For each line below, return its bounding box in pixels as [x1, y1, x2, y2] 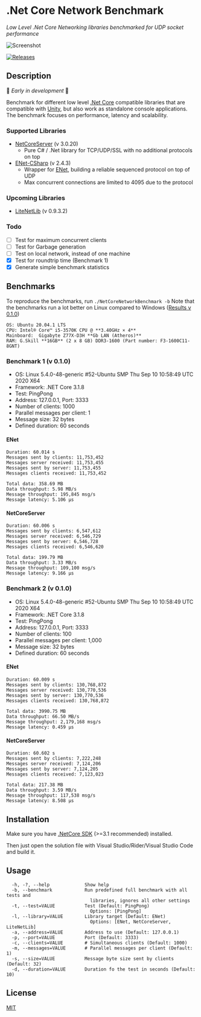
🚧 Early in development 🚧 [6, 87, 69, 94]
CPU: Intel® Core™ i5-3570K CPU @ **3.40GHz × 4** [6, 327, 136, 333]
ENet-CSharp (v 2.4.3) [14, 159, 71, 167]
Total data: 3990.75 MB [6, 708, 66, 714]
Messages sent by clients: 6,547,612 [6, 528, 101, 534]
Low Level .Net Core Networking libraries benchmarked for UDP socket [6, 24, 184, 31]
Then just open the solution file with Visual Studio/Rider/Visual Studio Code [6, 841, 193, 849]
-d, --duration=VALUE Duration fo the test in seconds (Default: [11, 966, 196, 972]
